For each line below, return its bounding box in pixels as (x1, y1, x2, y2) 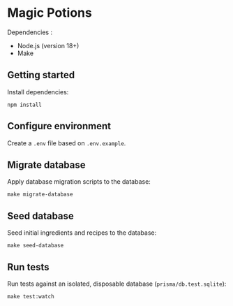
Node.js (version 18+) (17, 41, 80, 50)
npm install (7, 101, 42, 108)
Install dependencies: (7, 87, 69, 96)
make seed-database (7, 242, 64, 249)
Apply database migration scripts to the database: (7, 177, 151, 186)
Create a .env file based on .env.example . (7, 138, 126, 147)
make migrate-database (7, 191, 73, 198)
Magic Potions (7, 5, 92, 21)
